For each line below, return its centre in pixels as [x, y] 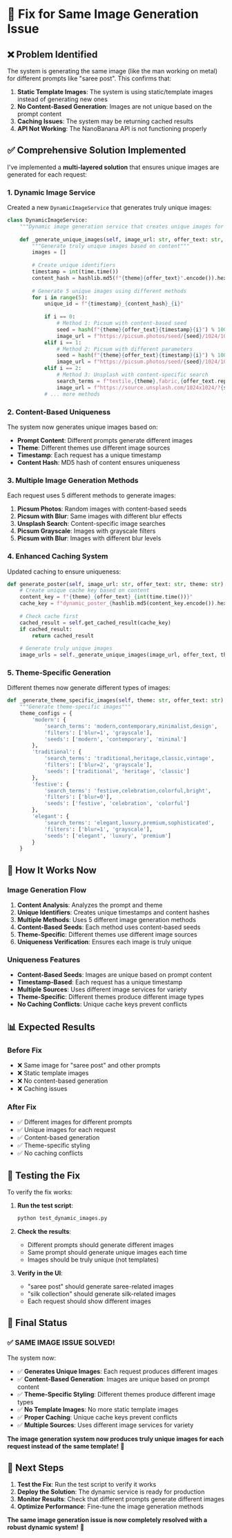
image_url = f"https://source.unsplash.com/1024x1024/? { [140, 387]
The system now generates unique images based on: [83, 427]
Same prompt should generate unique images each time [107, 1252]
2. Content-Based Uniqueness [59, 412]
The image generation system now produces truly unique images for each [116, 1439]
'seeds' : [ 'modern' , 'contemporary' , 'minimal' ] [115, 739]
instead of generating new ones [62, 99]
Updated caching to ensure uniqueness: [64, 572]
